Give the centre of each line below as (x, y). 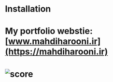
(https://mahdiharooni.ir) (56, 52)
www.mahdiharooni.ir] (54, 41)
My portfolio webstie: (49, 31)
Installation (28, 9)
